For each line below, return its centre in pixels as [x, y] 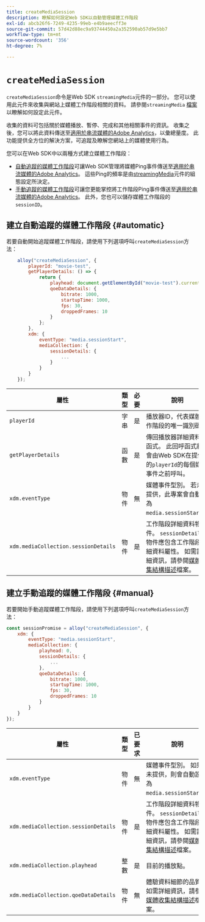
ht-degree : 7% [24, 46]
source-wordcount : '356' [38, 40]
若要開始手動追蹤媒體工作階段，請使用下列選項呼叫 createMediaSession [95, 609]
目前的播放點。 [167, 865]
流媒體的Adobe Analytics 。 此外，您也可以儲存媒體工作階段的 [93, 196]
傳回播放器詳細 [167, 437]
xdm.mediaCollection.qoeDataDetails [63, 895]
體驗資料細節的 [167, 882]
